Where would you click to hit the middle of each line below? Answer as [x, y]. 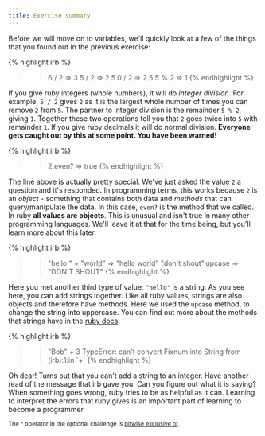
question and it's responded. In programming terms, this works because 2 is [133, 190]
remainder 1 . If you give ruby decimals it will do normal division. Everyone [129, 127]
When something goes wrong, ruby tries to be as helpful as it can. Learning [132, 392]
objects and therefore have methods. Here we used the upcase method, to [129, 304]
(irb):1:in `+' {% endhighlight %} [99, 360]
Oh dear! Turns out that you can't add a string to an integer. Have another [129, 376]
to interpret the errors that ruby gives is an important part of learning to [125, 401]
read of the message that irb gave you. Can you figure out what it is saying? [132, 383]
